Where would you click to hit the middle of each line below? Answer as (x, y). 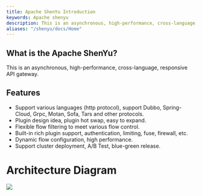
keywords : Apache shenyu (37, 17)
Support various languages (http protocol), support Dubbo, (88, 107)
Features (23, 93)
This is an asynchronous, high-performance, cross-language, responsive (97, 68)
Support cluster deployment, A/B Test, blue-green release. (88, 146)
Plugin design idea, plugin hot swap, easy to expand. (80, 120)
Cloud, (23, 114)
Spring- (172, 107)
